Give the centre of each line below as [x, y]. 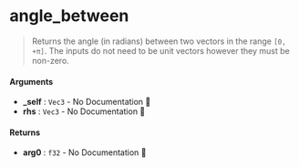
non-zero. [51, 60]
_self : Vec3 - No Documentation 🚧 [87, 102]
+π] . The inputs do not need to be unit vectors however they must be [160, 50]
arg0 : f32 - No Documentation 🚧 [84, 152]
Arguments [31, 81]
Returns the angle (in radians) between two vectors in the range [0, [159, 41]
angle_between [69, 16]
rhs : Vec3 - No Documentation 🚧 [84, 111]
